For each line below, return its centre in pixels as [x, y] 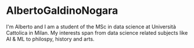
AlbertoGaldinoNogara [62, 11]
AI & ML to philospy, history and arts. [50, 39]
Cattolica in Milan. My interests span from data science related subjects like [97, 32]
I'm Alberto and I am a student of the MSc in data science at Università [91, 27]
